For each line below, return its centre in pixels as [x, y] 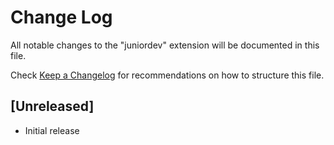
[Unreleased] [52, 106]
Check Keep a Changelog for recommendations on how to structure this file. [167, 75]
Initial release [52, 130]
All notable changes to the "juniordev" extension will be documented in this [165, 45]
